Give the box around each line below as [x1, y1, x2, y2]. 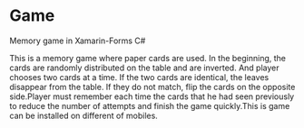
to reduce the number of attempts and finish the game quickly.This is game [9, 100, 290, 111]
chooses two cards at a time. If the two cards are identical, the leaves [9, 71, 270, 82]
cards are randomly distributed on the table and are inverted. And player [9, 62, 279, 73]
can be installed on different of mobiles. [9, 110, 159, 121]
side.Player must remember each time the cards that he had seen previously [9, 91, 295, 102]
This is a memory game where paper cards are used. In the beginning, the [9, 52, 287, 63]
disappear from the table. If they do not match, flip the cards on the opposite [9, 81, 296, 92]
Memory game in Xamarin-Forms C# [9, 35, 146, 46]
